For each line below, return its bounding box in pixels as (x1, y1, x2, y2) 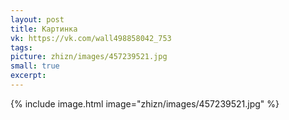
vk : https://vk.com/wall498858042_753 (10, 33, 172, 43)
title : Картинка (10, 24, 78, 34)
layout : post (10, 14, 65, 25)
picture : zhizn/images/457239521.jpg (10, 52, 168, 62)
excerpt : (10, 71, 47, 81)
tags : (10, 42, 33, 53)
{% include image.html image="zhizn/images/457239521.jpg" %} (10, 97, 280, 110)
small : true (10, 61, 60, 71)
